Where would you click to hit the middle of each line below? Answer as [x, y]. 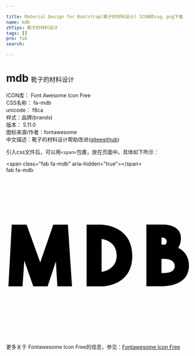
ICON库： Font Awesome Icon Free [48, 95]
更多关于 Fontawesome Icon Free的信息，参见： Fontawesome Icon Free [93, 347]
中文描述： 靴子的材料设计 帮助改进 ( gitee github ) [63, 139]
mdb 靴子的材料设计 [40, 79]
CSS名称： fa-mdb [29, 102]
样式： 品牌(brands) [29, 117]
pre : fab [17, 39]
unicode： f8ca [25, 110]
